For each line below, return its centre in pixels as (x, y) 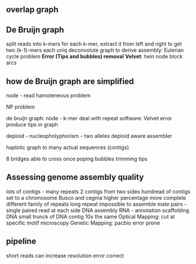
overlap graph (32, 10)
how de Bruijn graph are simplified (70, 81)
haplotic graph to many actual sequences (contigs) (67, 147)
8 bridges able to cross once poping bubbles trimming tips (77, 159)
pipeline (21, 241)
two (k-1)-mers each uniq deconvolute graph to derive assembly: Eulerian (95, 50)
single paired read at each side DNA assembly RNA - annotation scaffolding (98, 210)
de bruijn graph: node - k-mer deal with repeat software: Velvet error (89, 118)
